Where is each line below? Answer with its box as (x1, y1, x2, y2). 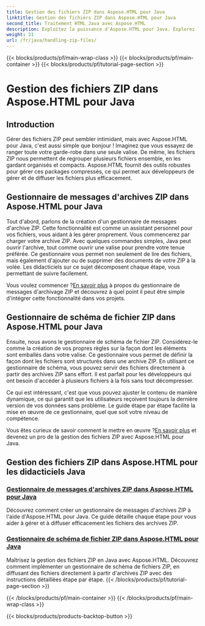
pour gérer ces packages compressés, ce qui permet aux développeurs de (6, 168, 195, 175)
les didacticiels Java (6, 467, 85, 477)
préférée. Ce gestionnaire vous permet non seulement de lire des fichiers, (6, 250, 192, 257)
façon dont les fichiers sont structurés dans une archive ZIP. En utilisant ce (6, 357, 195, 365)
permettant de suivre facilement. (6, 269, 88, 277)
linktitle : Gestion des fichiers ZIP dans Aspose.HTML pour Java (6, 15, 176, 21)
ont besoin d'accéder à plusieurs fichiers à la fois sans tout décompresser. (6, 377, 194, 384)
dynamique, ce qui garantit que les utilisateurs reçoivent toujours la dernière (6, 395, 198, 402)
